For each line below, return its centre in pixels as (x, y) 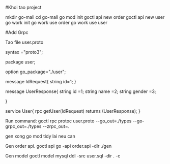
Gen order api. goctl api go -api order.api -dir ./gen (59, 146)
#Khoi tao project (23, 7)
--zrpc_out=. (56, 126)
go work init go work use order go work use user (56, 23)
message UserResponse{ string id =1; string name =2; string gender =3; (81, 91)
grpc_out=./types (23, 126)
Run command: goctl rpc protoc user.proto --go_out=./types (68, 121)
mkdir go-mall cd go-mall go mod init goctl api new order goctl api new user (85, 17)
